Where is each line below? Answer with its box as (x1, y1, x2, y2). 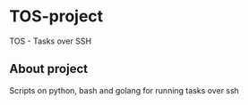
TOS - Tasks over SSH (9, 36, 92, 46)
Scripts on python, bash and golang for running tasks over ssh (9, 85, 240, 95)
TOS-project (9, 6, 104, 27)
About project (9, 61, 88, 77)
